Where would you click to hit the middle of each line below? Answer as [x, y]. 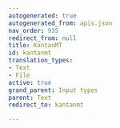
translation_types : [41, 61]
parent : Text [30, 98]
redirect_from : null [43, 38]
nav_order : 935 [34, 30]
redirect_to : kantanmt [46, 105]
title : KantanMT [35, 46]
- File [19, 75]
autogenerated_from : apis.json [60, 23]
